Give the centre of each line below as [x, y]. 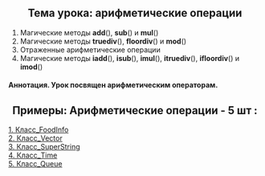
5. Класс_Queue [35, 164]
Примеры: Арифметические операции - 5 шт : [135, 111]
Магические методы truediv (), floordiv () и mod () [103, 41]
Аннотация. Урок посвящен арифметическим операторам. [113, 85]
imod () [31, 67]
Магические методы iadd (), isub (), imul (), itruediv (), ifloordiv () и [130, 58]
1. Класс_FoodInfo [39, 130]
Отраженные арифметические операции [90, 49]
